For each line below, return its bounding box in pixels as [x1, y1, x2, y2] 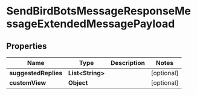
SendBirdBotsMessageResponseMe [6, 4, 192, 18]
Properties [6, 41, 47, 51]
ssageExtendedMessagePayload [6, 17, 175, 31]
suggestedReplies [9, 69, 63, 77]
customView [9, 79, 47, 87]
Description [111, 59, 145, 67]
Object [68, 79, 88, 87]
